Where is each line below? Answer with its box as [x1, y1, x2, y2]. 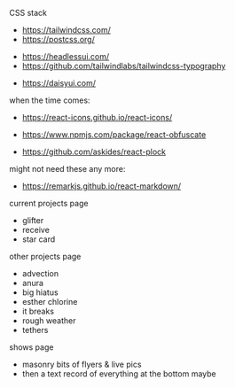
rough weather [21, 315, 76, 326]
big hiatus [21, 287, 59, 298]
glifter [21, 215, 44, 225]
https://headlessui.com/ [21, 51, 110, 61]
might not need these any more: [9, 164, 126, 174]
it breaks [21, 306, 55, 316]
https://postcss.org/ [21, 35, 95, 44]
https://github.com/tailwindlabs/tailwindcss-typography [21, 61, 226, 71]
